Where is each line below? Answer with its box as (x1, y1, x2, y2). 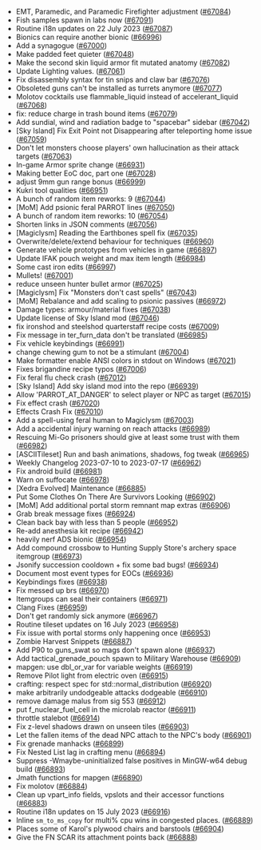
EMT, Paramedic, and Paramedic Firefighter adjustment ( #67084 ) (15, 7, 231, 16)
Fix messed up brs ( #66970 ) (15, 586, 110, 595)
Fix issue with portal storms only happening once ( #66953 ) (15, 628, 212, 638)
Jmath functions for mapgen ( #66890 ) (15, 773, 144, 782)
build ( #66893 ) (15, 764, 66, 774)
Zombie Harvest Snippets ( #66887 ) (15, 637, 133, 646)
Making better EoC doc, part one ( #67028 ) (15, 168, 157, 178)
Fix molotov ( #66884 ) (15, 781, 88, 791)
